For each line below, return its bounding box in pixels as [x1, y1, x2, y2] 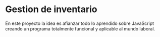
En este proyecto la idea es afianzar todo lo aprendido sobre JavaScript [5, 20, 154, 26]
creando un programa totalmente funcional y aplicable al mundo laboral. [5, 25, 155, 31]
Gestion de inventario [5, 4, 97, 15]
